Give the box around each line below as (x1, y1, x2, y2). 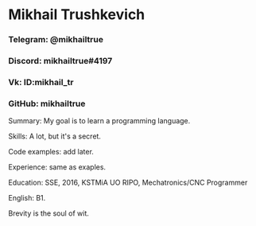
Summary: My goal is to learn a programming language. (8, 116, 191, 126)
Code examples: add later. (8, 147, 94, 157)
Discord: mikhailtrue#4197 (8, 56, 113, 67)
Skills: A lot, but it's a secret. (8, 131, 102, 141)
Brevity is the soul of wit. (8, 208, 90, 218)
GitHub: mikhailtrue (8, 98, 86, 109)
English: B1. (8, 193, 46, 203)
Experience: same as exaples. (8, 162, 106, 172)
